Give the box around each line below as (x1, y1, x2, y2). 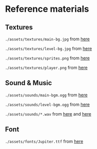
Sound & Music (5, 79, 52, 87)
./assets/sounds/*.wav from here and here (5, 111, 92, 117)
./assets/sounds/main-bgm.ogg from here (5, 92, 88, 98)
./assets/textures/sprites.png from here (5, 55, 90, 61)
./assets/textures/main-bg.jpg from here (5, 36, 90, 42)
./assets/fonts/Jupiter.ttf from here (5, 138, 83, 144)
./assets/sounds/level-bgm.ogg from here (5, 101, 90, 107)
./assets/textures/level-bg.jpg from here (5, 46, 92, 51)
